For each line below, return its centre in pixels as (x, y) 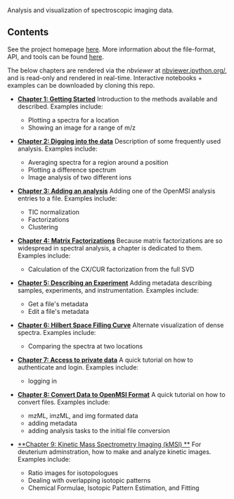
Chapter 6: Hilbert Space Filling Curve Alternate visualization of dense (121, 325)
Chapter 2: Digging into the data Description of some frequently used (119, 141)
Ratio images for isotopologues (73, 473)
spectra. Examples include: (57, 332)
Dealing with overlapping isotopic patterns (89, 480)
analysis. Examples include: (57, 149)
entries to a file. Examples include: (67, 198)
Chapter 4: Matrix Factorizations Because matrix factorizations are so (120, 240)
